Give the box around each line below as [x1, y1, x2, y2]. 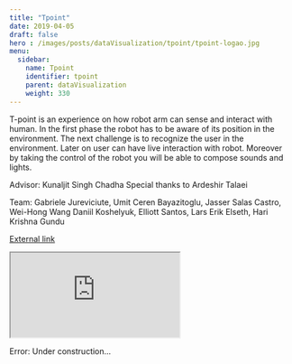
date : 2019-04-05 [9, 22, 75, 31]
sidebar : [17, 55, 50, 64]
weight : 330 [25, 89, 70, 98]
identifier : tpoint [25, 72, 99, 81]
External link [9, 233, 56, 244]
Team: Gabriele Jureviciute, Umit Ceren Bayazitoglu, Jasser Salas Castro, [9, 196, 282, 208]
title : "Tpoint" [9, 13, 70, 23]
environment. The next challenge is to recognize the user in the [9, 133, 245, 144]
